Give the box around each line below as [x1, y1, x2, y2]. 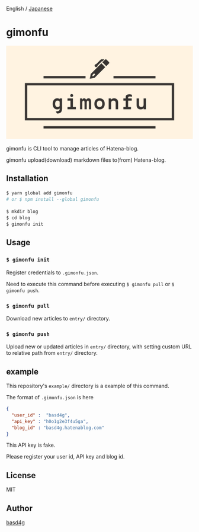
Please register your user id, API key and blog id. [6, 453, 125, 460]
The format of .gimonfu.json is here [6, 394, 94, 401]
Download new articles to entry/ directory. [6, 315, 111, 322]
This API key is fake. [6, 441, 56, 449]
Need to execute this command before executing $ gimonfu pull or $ [6, 280, 175, 287]
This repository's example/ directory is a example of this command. [6, 382, 170, 390]
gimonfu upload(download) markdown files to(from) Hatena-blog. [6, 156, 166, 164]
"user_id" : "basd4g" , [11, 412, 70, 418]
